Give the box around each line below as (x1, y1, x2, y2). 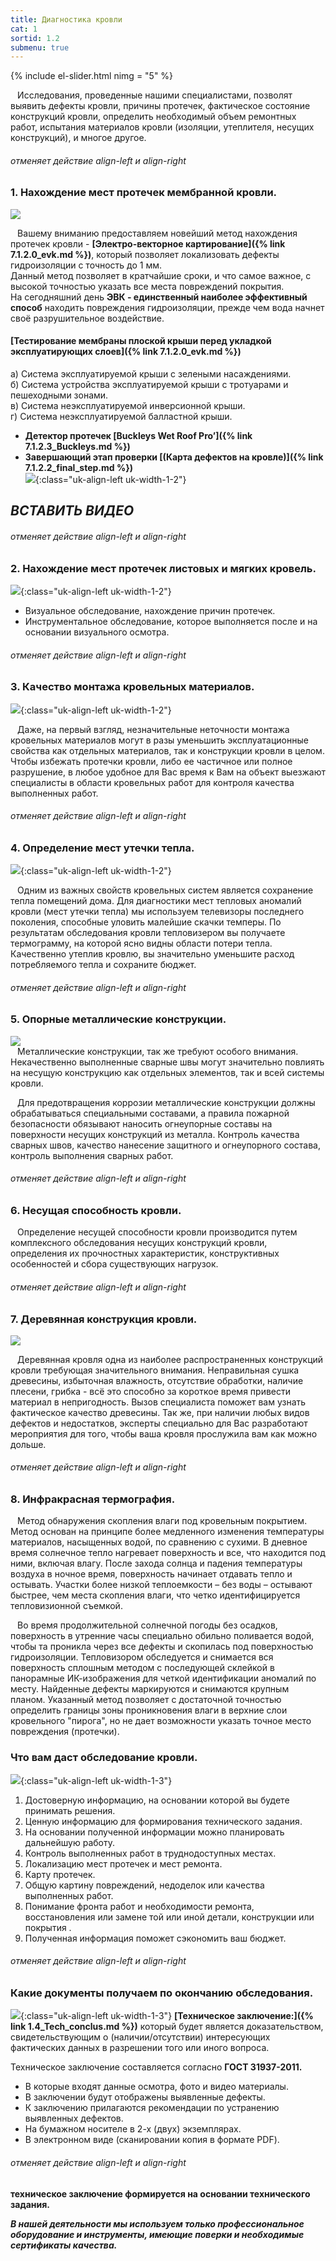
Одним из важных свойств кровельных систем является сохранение (17, 884, 314, 896)
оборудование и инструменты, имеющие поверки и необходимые (10, 2228, 305, 2240)
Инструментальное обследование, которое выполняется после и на (24, 616, 318, 627)
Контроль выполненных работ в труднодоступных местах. (24, 1847, 277, 1859)
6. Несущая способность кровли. (10, 1203, 182, 1217)
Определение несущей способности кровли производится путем (17, 1226, 298, 1238)
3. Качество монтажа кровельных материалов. (10, 680, 255, 694)
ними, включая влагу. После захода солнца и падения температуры (10, 1557, 303, 1570)
